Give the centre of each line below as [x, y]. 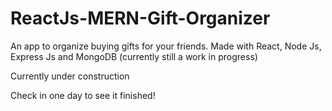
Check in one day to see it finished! [83, 95]
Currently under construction [70, 76]
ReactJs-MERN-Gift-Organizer [140, 18]
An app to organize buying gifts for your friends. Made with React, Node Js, [166, 46]
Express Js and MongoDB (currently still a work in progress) [134, 56]
